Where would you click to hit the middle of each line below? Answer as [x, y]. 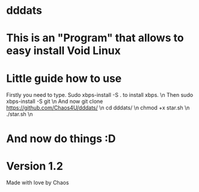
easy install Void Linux [64, 51]
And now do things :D [61, 138]
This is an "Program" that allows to [95, 38]
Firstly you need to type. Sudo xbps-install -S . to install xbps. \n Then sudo [100, 95]
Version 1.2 [35, 166]
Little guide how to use [64, 78]
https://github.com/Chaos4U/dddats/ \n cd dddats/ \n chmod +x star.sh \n [98, 108]
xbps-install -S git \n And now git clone [55, 101]
